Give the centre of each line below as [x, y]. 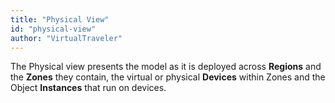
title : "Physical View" [60, 19]
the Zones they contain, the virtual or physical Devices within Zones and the [168, 77]
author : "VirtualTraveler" [66, 38]
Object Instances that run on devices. [88, 88]
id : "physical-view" [53, 29]
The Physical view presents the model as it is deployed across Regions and [166, 67]
